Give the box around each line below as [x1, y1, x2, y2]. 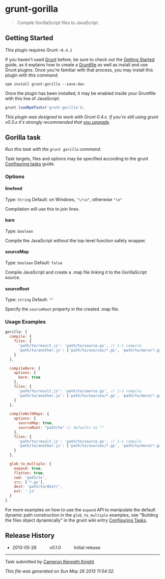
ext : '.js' [14, 489, 36, 494]
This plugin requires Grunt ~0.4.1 [5, 47, 73, 53]
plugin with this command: [5, 72, 59, 78]
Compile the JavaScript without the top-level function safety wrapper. [5, 237, 146, 244]
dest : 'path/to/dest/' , [14, 484, 63, 489]
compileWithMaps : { [9, 412, 50, 416]
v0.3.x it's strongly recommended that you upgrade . [5, 119, 110, 125]
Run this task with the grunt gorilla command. [5, 146, 102, 152]
